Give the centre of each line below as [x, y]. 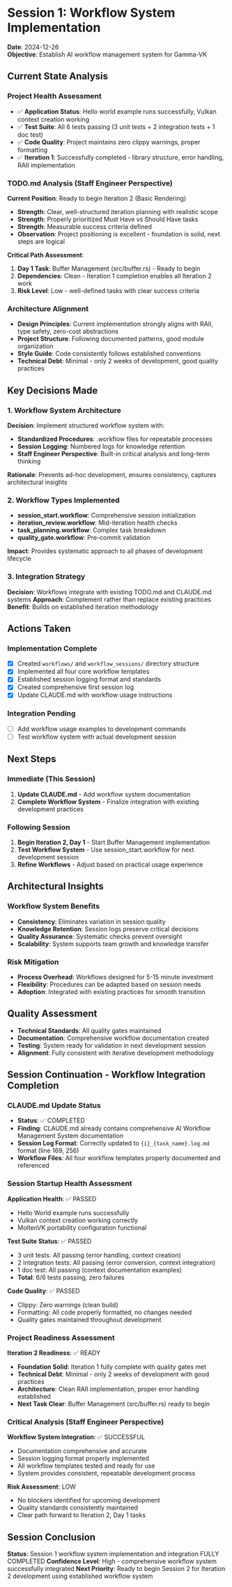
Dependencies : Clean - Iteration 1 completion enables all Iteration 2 [114, 276]
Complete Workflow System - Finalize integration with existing [108, 802]
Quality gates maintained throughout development [89, 1319]
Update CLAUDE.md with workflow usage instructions [95, 695]
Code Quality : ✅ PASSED [44, 1291]
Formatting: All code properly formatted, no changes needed [105, 1312]
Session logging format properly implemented [83, 1459]
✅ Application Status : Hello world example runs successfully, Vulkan [117, 111]
